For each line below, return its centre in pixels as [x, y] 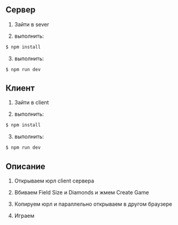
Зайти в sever [31, 24]
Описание [25, 166]
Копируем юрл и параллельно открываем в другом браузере [93, 204]
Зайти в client [31, 103]
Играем [24, 215]
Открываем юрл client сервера [54, 181]
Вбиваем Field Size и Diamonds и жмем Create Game [82, 192]
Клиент [20, 88]
